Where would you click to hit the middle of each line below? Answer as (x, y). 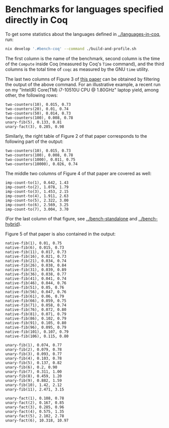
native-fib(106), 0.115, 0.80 (37, 336)
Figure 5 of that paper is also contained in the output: (61, 234)
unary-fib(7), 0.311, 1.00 (34, 372)
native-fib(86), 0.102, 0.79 (36, 318)
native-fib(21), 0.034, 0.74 (36, 261)
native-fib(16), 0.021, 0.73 (36, 256)
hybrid (12, 224)
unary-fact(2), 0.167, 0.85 (35, 403)
